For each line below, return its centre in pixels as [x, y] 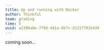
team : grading [20, 19]
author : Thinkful [23, 14]
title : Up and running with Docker [42, 10]
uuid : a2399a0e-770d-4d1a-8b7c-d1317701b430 [52, 28]
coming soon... [20, 42]
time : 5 [13, 24]
